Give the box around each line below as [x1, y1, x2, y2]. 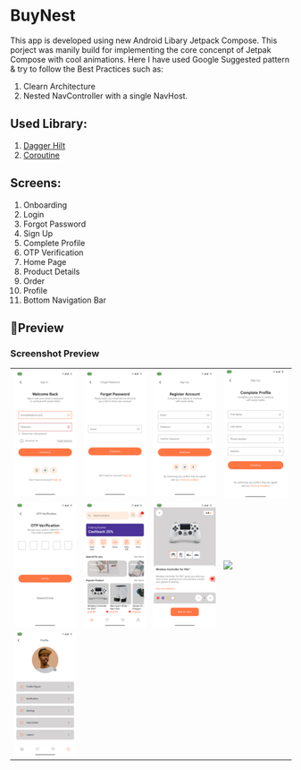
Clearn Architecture [22, 81, 96, 91]
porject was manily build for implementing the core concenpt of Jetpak [10, 44, 272, 55]
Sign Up [22, 227, 53, 238]
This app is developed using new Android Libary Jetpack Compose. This [10, 35, 278, 46]
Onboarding [22, 199, 68, 210]
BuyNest [10, 5, 76, 26]
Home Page [22, 256, 67, 267]
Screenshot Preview [10, 346, 100, 359]
